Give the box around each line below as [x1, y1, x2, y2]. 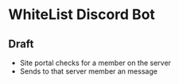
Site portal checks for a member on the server [19, 58, 171, 67]
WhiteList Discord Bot [8, 6, 155, 24]
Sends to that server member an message [19, 67, 158, 76]
